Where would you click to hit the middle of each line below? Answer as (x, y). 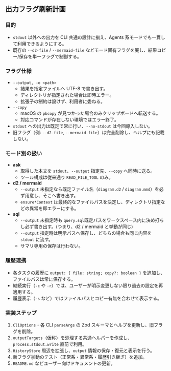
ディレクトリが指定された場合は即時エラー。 (67, 95)
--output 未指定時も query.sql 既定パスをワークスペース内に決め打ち (92, 220)
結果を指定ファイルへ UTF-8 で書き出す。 (64, 88)
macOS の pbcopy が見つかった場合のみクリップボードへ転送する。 (90, 113)
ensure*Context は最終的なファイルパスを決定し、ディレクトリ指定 (90, 202)
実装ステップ (21, 313)
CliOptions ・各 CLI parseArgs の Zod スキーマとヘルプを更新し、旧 (83, 325)
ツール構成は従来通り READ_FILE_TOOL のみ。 (67, 177)
